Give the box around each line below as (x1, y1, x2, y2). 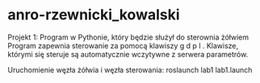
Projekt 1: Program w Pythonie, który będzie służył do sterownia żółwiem (7, 32, 250, 42)
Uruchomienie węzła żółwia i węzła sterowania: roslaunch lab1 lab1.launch (7, 64, 253, 74)
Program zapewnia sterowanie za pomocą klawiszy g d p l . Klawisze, (7, 40, 239, 50)
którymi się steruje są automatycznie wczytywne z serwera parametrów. (7, 49, 249, 59)
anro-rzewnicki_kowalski (7, 6, 180, 24)
